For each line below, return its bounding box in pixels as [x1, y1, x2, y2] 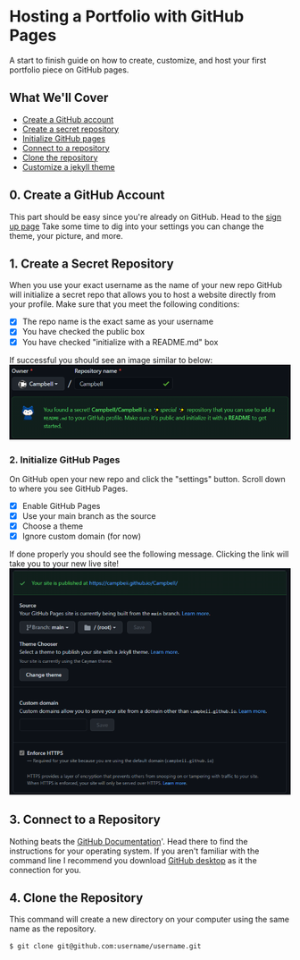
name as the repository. [9, 923, 96, 934]
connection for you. [9, 864, 82, 875]
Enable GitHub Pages [21, 500, 101, 511]
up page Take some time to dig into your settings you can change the [9, 221, 264, 232]
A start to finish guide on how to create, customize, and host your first [9, 55, 267, 65]
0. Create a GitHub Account [9, 188, 165, 203]
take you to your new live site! [9, 558, 119, 569]
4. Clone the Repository [9, 890, 144, 905]
